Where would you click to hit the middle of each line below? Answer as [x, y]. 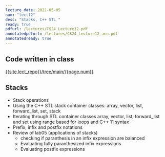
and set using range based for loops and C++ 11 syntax [71, 122]
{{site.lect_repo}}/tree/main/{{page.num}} [49, 72]
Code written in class [40, 59]
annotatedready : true [28, 39]
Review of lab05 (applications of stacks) [55, 132]
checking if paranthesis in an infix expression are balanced [82, 138]
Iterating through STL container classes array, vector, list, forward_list [86, 116]
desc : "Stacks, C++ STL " [33, 19]
